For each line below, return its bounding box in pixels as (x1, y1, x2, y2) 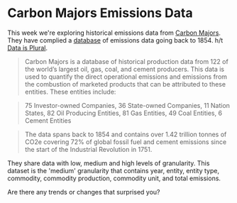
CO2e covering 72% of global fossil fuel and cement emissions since (24, 137, 227, 146)
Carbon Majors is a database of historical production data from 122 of (24, 57, 228, 65)
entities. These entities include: (24, 87, 116, 96)
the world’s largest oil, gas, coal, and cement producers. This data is (24, 65, 225, 73)
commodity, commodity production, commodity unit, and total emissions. (7, 174, 221, 182)
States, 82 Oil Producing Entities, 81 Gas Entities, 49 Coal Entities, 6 (24, 109, 222, 117)
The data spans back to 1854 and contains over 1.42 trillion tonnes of (24, 130, 227, 138)
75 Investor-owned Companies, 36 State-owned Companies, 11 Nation (24, 101, 231, 109)
